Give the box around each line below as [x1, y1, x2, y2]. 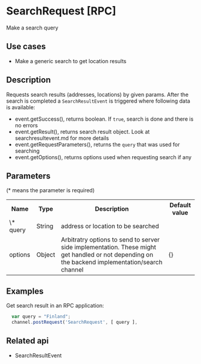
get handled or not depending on [60, 250, 154, 259]
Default [169, 201, 191, 210]
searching [14, 147, 40, 154]
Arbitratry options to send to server [60, 235, 160, 244]
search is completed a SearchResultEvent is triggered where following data [6, 97, 190, 105]
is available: [6, 103, 35, 111]
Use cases [6, 41, 46, 52]
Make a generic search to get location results [14, 57, 127, 64]
